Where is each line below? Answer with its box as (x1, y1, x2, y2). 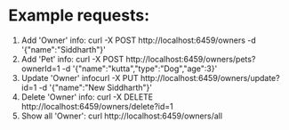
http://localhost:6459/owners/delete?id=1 (20, 101, 174, 111)
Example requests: (8, 5, 150, 26)
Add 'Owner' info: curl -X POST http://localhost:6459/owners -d (20, 35, 256, 45)
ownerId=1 (20, 63, 60, 74)
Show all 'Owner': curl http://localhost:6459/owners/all (20, 110, 223, 121)
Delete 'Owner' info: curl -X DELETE (20, 91, 153, 102)
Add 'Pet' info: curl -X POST (20, 53, 124, 64)
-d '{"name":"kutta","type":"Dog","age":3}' (61, 63, 218, 74)
